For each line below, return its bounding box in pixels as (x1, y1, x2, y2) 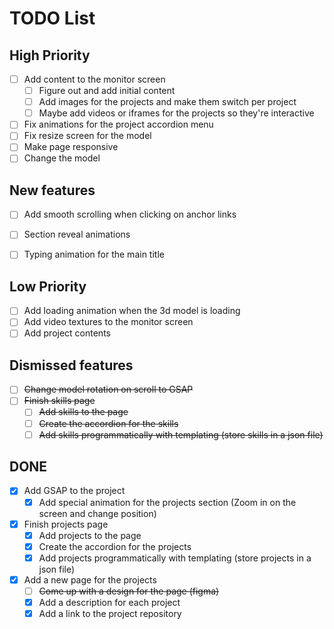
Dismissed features (9, 357, 134, 374)
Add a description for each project (38, 596, 181, 608)
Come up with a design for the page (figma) (38, 585, 220, 597)
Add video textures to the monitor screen (23, 316, 194, 328)
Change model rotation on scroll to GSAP (23, 383, 194, 396)
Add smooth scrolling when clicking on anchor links (23, 208, 237, 221)
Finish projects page (23, 518, 109, 530)
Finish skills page (23, 395, 96, 407)
